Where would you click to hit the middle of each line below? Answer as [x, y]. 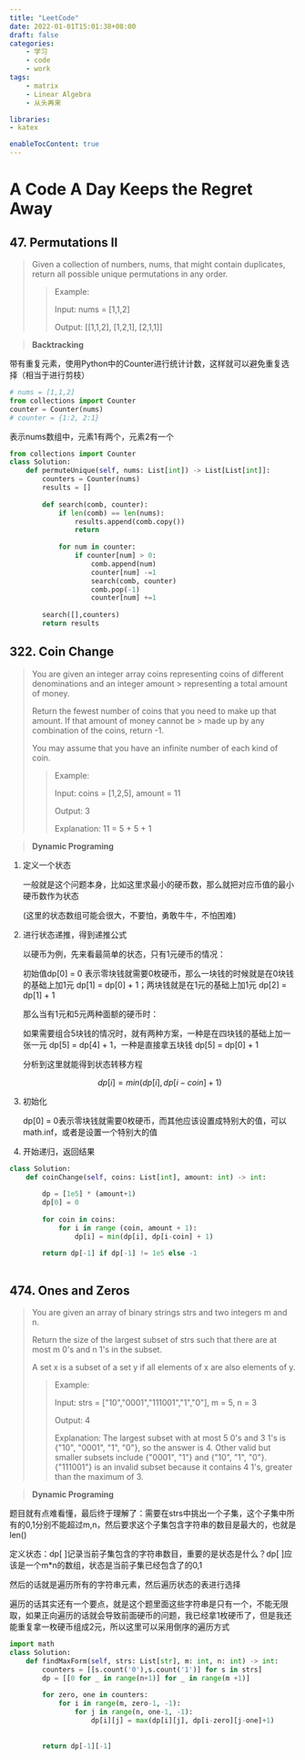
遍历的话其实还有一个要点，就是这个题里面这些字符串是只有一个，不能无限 [149, 1604]
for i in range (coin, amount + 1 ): [127, 1228]
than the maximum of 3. [99, 1477]
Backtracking [58, 345]
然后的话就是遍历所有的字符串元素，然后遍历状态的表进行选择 [125, 1584]
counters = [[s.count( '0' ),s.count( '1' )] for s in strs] [152, 1670]
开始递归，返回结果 [59, 1151]
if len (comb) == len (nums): [112, 513]
